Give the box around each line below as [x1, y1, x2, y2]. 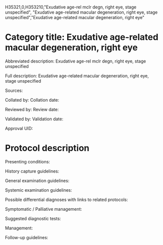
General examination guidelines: [5, 178, 70, 183]
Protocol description [5, 143, 90, 154]
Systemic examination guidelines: [5, 187, 72, 193]
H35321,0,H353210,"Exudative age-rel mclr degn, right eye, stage [5, 4, 137, 10]
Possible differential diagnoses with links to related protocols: [5, 197, 128, 202]
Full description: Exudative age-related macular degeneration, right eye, [5, 73, 149, 79]
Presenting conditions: [5, 158, 50, 164]
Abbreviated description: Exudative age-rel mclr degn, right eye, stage [5, 58, 146, 64]
